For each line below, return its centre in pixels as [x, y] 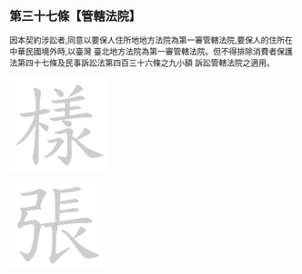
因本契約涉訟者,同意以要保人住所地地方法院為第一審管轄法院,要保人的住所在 [151, 40]
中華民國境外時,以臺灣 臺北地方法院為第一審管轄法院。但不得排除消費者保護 [151, 51]
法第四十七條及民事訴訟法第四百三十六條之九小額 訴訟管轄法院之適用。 [142, 63]
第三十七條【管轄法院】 [75, 16]
